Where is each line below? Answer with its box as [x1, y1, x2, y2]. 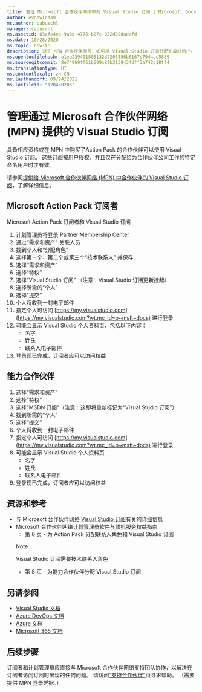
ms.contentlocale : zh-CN [7, 71, 70, 77]
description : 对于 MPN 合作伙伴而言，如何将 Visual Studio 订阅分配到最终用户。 [7, 48, 195, 54]
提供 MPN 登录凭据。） [7, 679, 62, 686]
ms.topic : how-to [7, 43, 51, 49]
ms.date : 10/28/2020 [7, 37, 59, 43]
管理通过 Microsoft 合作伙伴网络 [7, 110, 168, 124]
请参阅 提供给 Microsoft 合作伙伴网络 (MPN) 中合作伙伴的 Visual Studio [7, 173, 182, 181]
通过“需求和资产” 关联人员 [15, 238, 81, 245]
